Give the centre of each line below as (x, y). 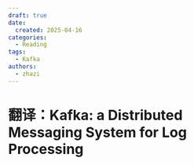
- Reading (31, 45)
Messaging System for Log (97, 132)
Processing (46, 149)
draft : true (27, 15)
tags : (17, 52)
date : (17, 23)
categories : (27, 37)
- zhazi (28, 74)
